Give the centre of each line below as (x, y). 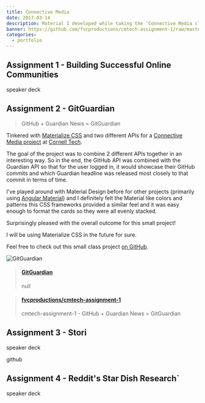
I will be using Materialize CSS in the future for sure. (72, 235)
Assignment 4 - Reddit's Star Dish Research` (93, 379)
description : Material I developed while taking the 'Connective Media (99, 23)
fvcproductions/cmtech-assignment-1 (71, 300)
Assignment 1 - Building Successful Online (89, 65)
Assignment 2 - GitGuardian (60, 109)
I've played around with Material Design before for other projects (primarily (100, 191)
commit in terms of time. (37, 179)
